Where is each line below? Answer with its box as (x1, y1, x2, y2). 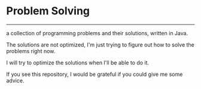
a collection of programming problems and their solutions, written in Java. (6, 29, 188, 36)
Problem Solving (6, 4, 90, 18)
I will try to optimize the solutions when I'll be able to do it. (6, 59, 150, 66)
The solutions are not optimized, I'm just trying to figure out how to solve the (6, 41, 194, 48)
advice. (6, 76, 25, 84)
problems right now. (6, 47, 56, 54)
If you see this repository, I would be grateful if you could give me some (6, 70, 183, 78)
